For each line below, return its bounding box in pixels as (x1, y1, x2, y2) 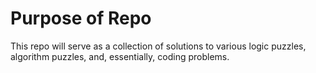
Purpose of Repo (10, 7, 152, 30)
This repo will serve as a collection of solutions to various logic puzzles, (10, 40, 307, 52)
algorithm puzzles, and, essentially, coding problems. (10, 50, 230, 62)
